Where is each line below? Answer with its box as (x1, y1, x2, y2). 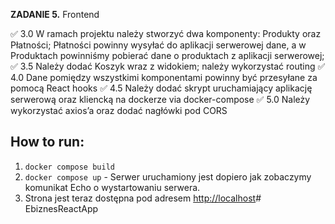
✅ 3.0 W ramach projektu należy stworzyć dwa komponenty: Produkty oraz (10, 28, 322, 39)
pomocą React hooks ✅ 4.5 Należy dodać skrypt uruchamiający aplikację (10, 82, 313, 94)
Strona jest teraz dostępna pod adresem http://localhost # (24, 192, 262, 204)
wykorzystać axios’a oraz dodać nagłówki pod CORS (10, 105, 228, 116)
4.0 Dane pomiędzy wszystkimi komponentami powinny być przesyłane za (10, 72, 318, 83)
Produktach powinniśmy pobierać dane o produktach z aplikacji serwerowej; (10, 50, 325, 61)
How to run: (10, 134, 85, 151)
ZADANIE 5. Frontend (10, 9, 100, 20)
